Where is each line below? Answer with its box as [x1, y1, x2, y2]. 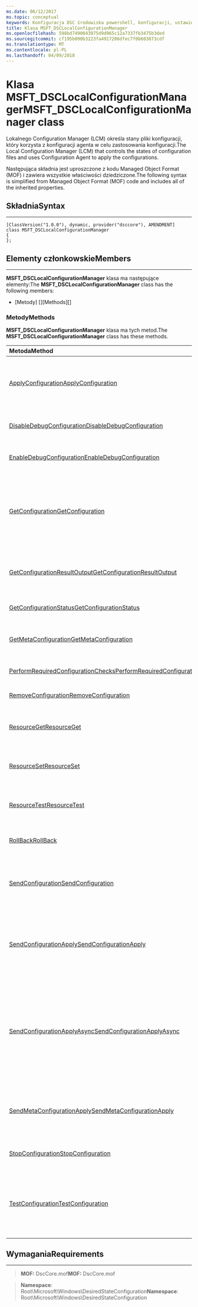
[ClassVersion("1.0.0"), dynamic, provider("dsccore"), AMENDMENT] [6, 222, 176, 228]
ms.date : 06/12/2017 [6, 8, 57, 15]
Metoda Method [9, 347, 54, 355]
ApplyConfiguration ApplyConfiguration [9, 379, 118, 387]
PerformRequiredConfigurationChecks [9, 667, 116, 675]
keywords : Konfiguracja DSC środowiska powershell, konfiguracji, [6, 19, 173, 25]
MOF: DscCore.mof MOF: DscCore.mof [20, 1270, 115, 1278]
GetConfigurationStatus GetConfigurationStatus [9, 603, 140, 612]
